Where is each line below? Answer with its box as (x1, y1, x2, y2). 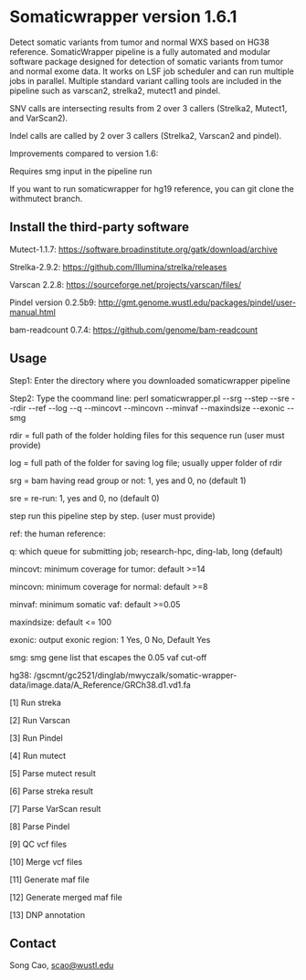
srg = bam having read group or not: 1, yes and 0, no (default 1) (9, 475, 247, 486)
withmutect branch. (9, 193, 83, 204)
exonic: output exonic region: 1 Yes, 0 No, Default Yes (9, 634, 211, 645)
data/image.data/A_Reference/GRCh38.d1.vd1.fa (9, 679, 192, 690)
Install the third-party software (9, 219, 190, 235)
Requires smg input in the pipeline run (9, 165, 153, 176)
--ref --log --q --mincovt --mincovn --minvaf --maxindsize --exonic (27, 402, 285, 413)
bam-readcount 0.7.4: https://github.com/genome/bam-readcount (9, 324, 259, 335)
